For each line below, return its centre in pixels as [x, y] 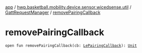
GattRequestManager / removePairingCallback [53, 12]
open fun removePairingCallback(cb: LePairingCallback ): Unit [71, 46]
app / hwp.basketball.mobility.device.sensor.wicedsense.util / [68, 7]
